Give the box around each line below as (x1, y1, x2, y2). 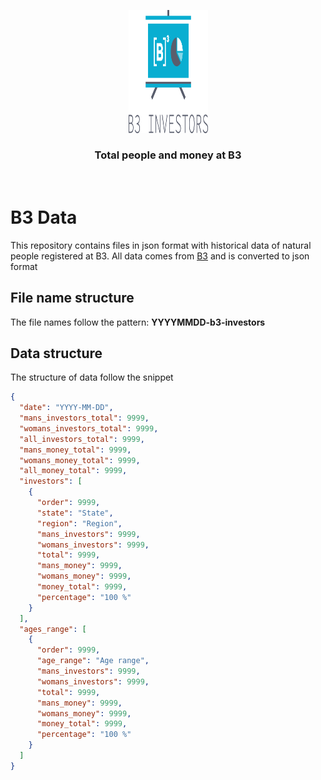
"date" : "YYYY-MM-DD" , (19, 403, 114, 413)
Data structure (10, 345, 103, 362)
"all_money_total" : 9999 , (19, 466, 128, 476)
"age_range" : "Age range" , (36, 656, 150, 666)
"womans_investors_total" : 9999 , (19, 423, 159, 434)
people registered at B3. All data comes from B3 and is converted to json (10, 250, 310, 262)
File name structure (10, 290, 135, 307)
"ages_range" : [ (19, 624, 87, 634)
